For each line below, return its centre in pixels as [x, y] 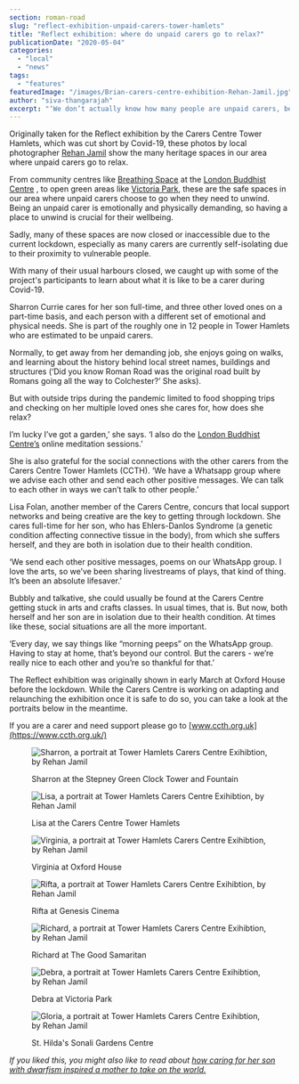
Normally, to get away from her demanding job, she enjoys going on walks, [146, 353]
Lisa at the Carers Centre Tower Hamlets [106, 823]
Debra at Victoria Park [72, 999]
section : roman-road [48, 17]
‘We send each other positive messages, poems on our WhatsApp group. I [145, 562]
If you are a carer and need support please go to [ [101, 726]
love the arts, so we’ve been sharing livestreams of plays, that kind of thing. [148, 572]
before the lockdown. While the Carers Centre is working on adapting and [144, 689]
